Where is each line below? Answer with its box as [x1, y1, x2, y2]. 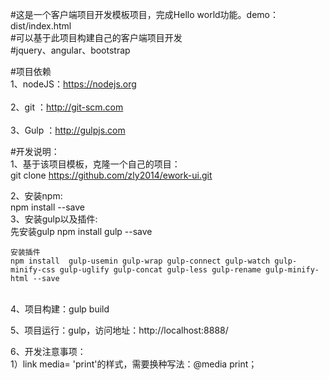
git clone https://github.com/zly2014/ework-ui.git [10, 169, 213, 181]
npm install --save [10, 201, 86, 213]
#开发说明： [10, 146, 60, 157]
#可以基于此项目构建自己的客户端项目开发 [10, 32, 183, 43]
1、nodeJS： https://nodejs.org [10, 78, 137, 90]
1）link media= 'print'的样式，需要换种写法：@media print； [10, 358, 258, 370]
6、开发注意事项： [10, 346, 87, 357]
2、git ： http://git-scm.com [10, 101, 124, 113]
